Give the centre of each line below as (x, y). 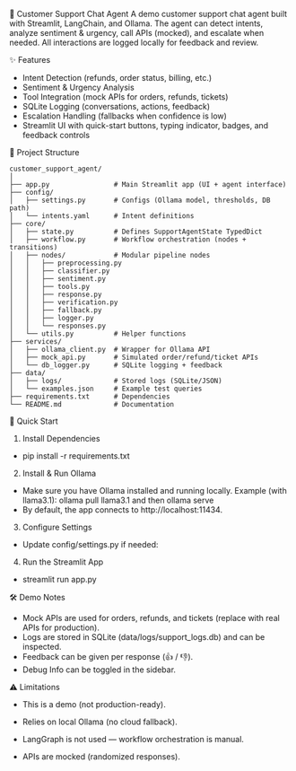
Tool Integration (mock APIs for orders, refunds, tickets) (125, 97)
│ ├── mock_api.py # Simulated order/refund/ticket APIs (134, 357)
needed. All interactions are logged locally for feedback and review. (134, 42)
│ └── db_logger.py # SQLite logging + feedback (116, 365)
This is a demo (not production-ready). (94, 704)
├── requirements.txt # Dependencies (90, 397)
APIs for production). (61, 627)
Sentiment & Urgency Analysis (78, 87)
